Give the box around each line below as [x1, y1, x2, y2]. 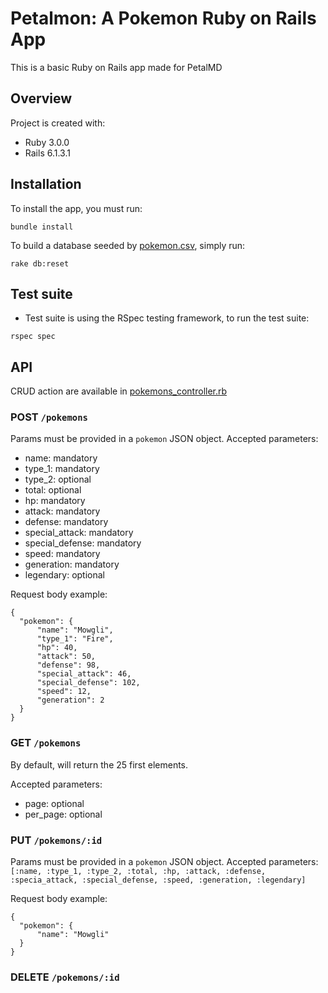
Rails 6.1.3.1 [24, 147, 71, 159]
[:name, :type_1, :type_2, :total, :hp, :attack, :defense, [10, 867, 267, 877]
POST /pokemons [10, 410, 88, 424]
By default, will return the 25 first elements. [10, 758, 189, 771]
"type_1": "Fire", [36, 634, 114, 644]
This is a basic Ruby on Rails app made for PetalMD [10, 61, 223, 73]
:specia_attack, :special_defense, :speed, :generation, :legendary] [10, 875, 307, 886]
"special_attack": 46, [36, 669, 132, 679]
